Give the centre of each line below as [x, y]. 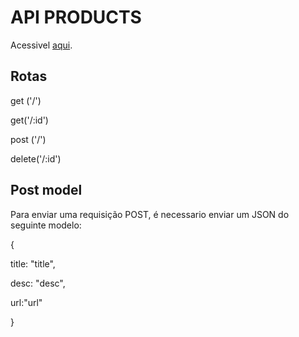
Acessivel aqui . [41, 45]
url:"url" [26, 302]
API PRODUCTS [76, 17]
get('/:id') [29, 120]
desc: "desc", [38, 283]
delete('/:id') [36, 158]
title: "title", [33, 263]
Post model [46, 190]
